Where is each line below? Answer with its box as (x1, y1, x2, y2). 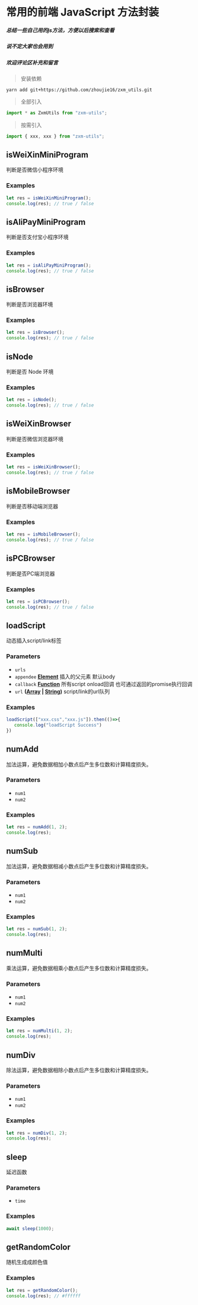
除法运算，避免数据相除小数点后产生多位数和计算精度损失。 (6, 1066, 152, 1074)
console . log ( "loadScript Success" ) (14, 722, 102, 728)
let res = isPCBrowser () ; (6, 599, 70, 605)
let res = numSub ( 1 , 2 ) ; (6, 926, 68, 932)
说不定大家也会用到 (6, 43, 53, 50)
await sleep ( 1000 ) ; (6, 1225, 55, 1232)
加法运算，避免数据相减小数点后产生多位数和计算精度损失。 (6, 862, 152, 869)
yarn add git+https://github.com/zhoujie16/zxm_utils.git (6, 87, 152, 93)
